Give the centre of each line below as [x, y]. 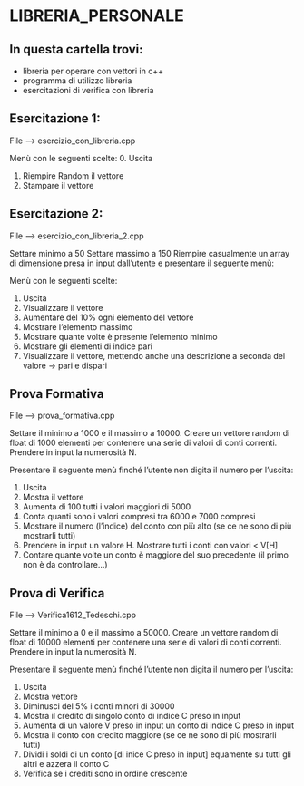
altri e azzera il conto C [66, 764]
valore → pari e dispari [64, 365]
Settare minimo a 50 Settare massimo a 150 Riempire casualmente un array [150, 253]
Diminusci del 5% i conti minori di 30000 [98, 706]
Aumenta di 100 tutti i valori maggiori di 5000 [107, 507]
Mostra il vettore [53, 497]
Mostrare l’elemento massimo [78, 326]
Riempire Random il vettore [73, 175]
